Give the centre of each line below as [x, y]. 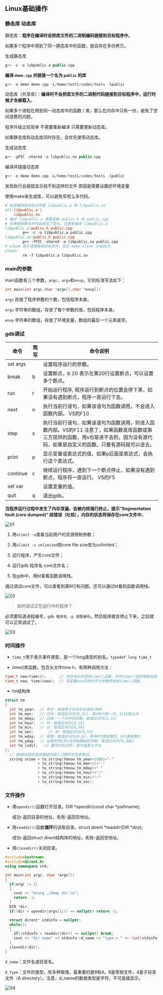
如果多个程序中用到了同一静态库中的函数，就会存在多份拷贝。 [67, 46]
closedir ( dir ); [25, 947]
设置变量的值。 [60, 487]
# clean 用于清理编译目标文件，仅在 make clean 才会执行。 [59, 246]
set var [15, 487]
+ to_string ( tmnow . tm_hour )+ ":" [70, 773]
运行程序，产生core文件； [38, 555]
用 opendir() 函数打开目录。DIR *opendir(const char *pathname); [76, 807]
